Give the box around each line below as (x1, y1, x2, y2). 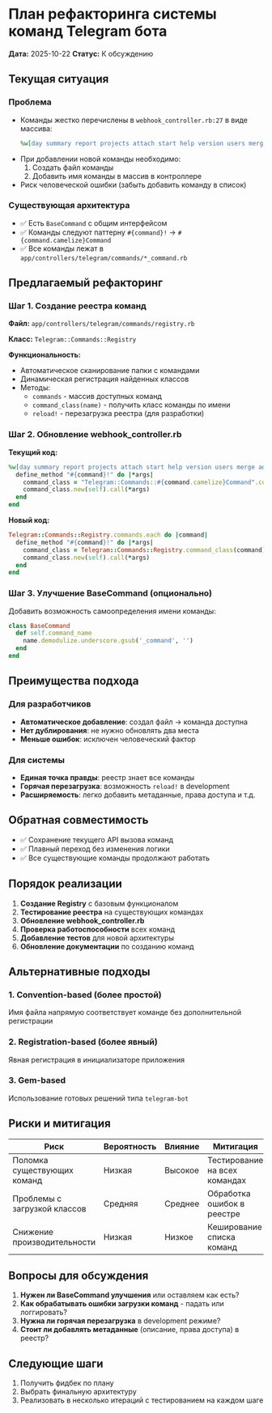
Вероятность (104, 1140, 157, 1152)
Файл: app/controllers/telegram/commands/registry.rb (8, 319, 195, 329)
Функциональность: (8, 350, 81, 360)
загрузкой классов (12, 1203, 87, 1214)
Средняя (104, 1198, 138, 1209)
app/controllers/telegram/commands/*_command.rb (19, 254, 188, 262)
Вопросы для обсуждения (8, 1269, 149, 1283)
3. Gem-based (8, 1075, 66, 1086)
